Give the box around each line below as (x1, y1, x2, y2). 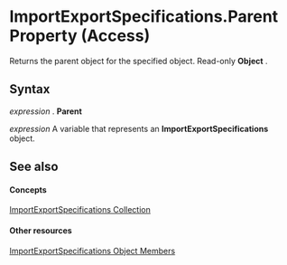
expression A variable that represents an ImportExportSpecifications (9, 123, 269, 134)
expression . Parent (9, 106, 83, 117)
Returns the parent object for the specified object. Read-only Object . (9, 55, 268, 66)
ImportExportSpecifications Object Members (9, 245, 176, 256)
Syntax (9, 81, 51, 97)
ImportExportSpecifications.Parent (9, 6, 279, 27)
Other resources (9, 224, 72, 236)
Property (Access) (9, 25, 151, 46)
